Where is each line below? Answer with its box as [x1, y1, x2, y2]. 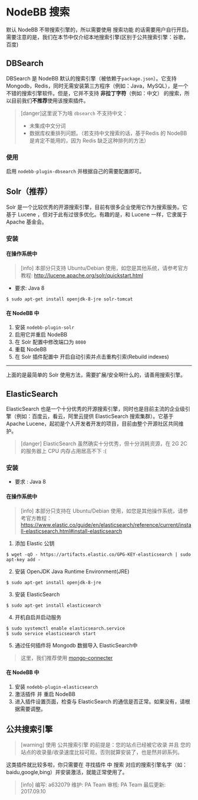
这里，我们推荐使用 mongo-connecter [20, 654, 113, 661]
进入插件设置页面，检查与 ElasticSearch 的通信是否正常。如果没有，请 [14, 698, 186, 705]
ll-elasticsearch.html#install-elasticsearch [20, 527, 123, 535]
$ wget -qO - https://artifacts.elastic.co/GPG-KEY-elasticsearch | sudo [6, 551, 192, 558]
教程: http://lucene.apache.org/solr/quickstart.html [20, 271, 143, 278]
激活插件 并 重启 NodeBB [14, 690, 75, 698]
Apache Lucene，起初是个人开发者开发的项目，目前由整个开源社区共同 [6, 420, 179, 427]
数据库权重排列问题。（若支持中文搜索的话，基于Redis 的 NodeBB [29, 129, 187, 137]
